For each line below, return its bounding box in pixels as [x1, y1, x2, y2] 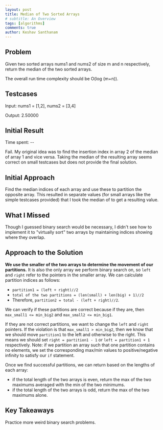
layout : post [5, 7, 32, 12]
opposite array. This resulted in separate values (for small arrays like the [5, 192, 151, 198]
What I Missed [5, 211, 50, 219]
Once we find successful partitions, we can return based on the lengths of [5, 362, 155, 367]
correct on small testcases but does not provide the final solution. [5, 159, 138, 165]
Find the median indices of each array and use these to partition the [5, 186, 142, 192]
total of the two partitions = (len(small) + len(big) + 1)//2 [12, 293, 144, 297]
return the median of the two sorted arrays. [5, 66, 92, 72]
